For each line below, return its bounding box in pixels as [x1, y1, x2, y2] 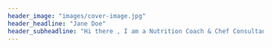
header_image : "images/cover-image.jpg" [7, 11, 147, 20]
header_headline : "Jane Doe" [7, 20, 106, 28]
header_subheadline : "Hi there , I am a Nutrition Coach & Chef [7, 27, 230, 35]
